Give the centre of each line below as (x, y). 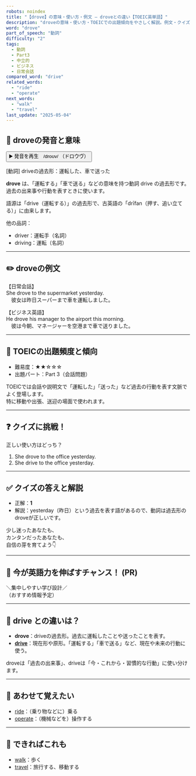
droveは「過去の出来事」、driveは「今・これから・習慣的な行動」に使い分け (97, 663)
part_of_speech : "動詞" (34, 33)
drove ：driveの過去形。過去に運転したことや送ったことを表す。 (91, 635)
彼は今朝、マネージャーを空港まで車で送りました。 (72, 326)
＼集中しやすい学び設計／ (37, 588)
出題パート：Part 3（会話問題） (52, 374)
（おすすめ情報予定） (32, 595)
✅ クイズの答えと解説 (45, 488)
